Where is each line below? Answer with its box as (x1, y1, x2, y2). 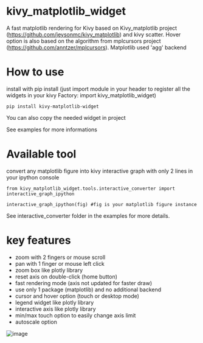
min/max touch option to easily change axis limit (15, 311, 136, 319)
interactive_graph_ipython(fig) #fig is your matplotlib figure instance (6, 201, 198, 207)
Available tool (6, 147, 77, 161)
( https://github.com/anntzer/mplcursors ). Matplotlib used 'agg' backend (6, 44, 187, 51)
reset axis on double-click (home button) (15, 272, 117, 280)
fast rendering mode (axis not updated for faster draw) (15, 279, 153, 286)
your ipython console (6, 173, 60, 181)
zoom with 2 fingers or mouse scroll (15, 254, 106, 261)
